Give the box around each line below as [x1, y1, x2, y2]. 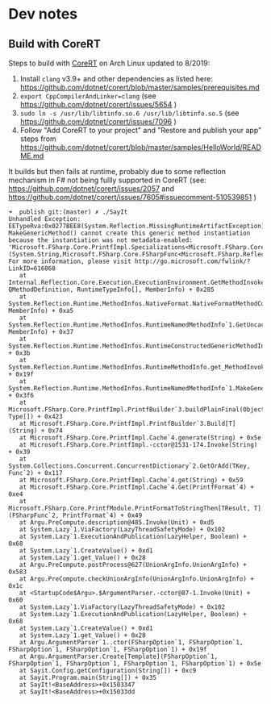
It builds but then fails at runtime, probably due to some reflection [8, 167, 226, 176]
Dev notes [8, 5, 78, 23]
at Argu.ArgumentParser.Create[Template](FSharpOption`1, [19, 652, 219, 660]
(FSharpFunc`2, [8, 511, 60, 519]
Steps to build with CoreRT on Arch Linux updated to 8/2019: [8, 58, 211, 68]
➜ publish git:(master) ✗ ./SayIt [8, 208, 128, 216]
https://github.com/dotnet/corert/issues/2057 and [8, 184, 175, 194]
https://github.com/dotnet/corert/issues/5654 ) [19, 100, 177, 109]
